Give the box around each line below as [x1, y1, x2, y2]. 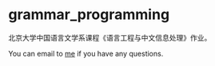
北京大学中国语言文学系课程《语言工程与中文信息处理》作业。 [8, 33, 212, 42]
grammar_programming [8, 6, 170, 24]
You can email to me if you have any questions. [8, 49, 164, 58]
